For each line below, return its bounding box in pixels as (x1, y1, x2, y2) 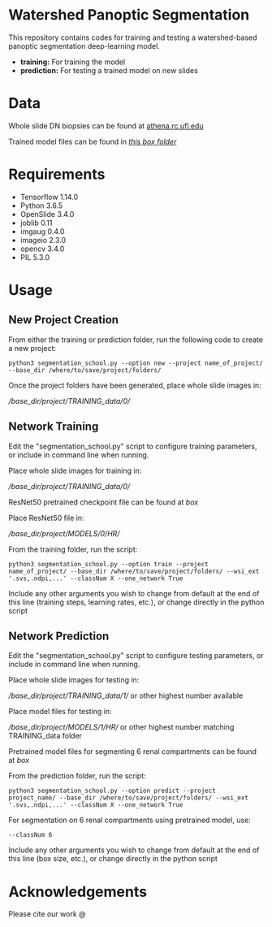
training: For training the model (19, 57, 126, 67)
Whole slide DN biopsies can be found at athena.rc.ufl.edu (8, 120, 205, 131)
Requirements (8, 165, 106, 184)
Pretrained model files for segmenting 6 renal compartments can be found (8, 747, 257, 756)
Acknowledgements (8, 882, 148, 901)
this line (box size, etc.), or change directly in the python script (8, 854, 218, 864)
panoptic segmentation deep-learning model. (8, 41, 160, 50)
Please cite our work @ (8, 909, 87, 919)
